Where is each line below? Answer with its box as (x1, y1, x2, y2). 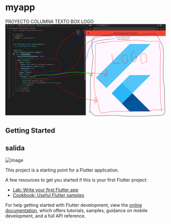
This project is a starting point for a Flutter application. (5, 167, 119, 173)
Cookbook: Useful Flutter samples (12, 192, 84, 199)
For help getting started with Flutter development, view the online (5, 202, 142, 208)
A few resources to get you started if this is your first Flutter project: (5, 177, 148, 183)
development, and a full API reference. (5, 213, 86, 219)
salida (5, 144, 25, 152)
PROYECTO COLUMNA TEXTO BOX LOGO (5, 18, 94, 24)
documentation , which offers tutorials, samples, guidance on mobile (5, 208, 148, 214)
